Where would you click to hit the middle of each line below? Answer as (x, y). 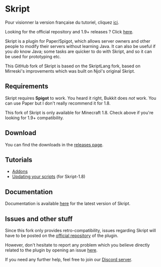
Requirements (27, 86)
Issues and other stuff (39, 219)
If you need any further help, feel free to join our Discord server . (69, 259)
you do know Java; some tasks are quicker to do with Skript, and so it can (79, 51)
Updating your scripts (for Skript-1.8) (49, 177)
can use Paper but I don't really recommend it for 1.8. (58, 103)
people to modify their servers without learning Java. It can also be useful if (80, 46)
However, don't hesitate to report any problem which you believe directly (77, 245)
